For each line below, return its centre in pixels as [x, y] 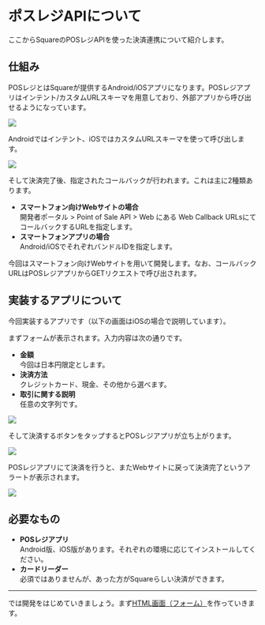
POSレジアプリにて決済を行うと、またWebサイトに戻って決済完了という [126, 467]
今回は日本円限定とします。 [64, 364]
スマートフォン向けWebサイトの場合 [79, 207]
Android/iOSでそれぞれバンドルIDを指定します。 [98, 247]
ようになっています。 [56, 107]
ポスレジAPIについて [75, 16]
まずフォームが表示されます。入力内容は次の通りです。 [97, 337]
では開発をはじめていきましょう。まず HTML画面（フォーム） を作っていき [128, 603]
